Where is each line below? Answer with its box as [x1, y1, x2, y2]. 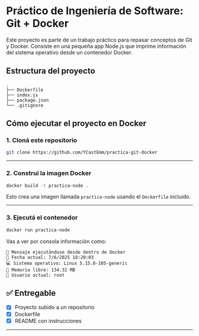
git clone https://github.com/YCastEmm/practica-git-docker [6, 150, 158, 156]
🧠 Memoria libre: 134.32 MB [6, 267, 76, 273]
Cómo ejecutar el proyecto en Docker [6, 118, 147, 128]
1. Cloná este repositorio [6, 136, 78, 144]
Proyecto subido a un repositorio [14, 303, 95, 311]
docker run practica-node [6, 227, 70, 233]
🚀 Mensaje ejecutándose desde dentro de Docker [6, 249, 126, 255]
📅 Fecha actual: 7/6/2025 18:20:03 [6, 254, 94, 260]
